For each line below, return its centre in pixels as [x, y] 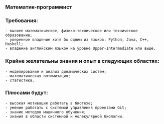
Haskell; [14, 44]
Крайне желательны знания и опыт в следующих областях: [82, 61]
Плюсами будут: [27, 93]
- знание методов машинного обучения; [46, 112]
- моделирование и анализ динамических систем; [56, 71]
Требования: [22, 20]
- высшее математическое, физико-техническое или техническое [71, 31]
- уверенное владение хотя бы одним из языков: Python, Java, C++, [77, 40]
